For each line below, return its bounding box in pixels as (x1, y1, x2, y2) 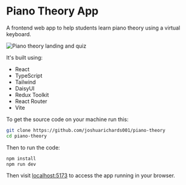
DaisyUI (14, 84, 35, 92)
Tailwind (14, 78, 36, 86)
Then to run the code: (6, 143, 60, 151)
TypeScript (14, 72, 43, 79)
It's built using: (6, 54, 43, 61)
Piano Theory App (6, 4, 99, 18)
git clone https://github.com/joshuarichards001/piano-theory (6, 127, 166, 133)
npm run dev (6, 161, 36, 167)
